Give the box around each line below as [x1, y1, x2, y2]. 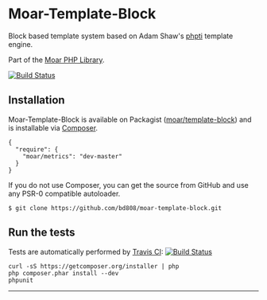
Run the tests [8, 226, 75, 240]
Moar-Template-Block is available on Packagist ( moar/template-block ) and [8, 115, 252, 124]
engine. [8, 39, 33, 49]
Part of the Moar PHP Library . [8, 55, 105, 64]
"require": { [15, 145, 59, 154]
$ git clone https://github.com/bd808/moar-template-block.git [8, 204, 222, 212]
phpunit [8, 276, 34, 284]
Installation [8, 93, 65, 107]
